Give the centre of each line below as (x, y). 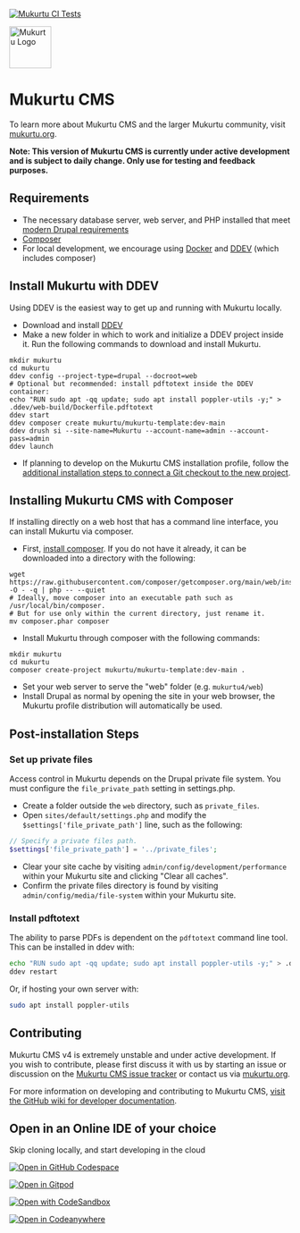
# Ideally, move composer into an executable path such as (121, 598)
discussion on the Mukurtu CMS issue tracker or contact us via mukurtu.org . (150, 1074)
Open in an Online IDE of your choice (113, 1128)
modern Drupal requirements (75, 229)
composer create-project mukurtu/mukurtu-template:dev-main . (127, 671)
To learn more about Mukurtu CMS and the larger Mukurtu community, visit (147, 124)
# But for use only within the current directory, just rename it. (137, 614)
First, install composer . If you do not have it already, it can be (134, 549)
